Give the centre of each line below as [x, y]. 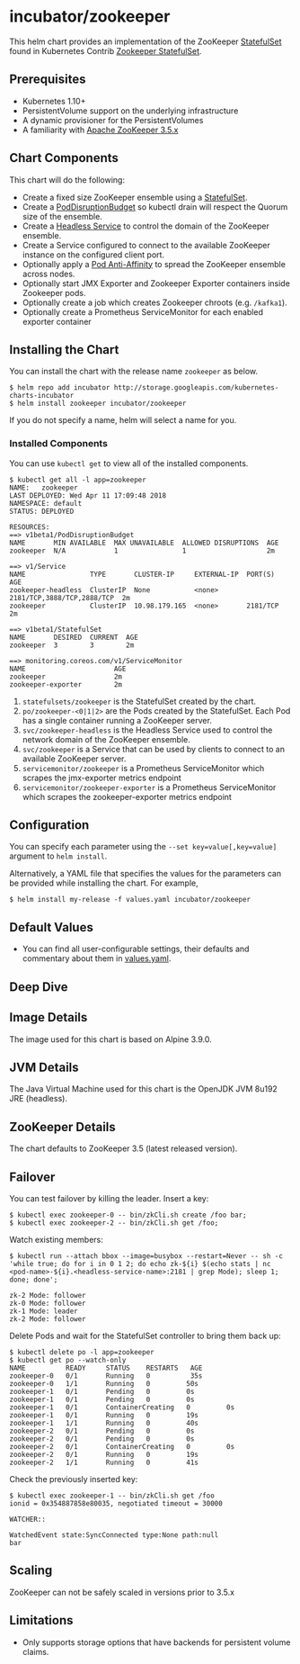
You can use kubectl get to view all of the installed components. [129, 463]
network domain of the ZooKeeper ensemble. [106, 739]
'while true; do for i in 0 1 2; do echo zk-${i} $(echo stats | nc [140, 1264]
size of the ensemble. [62, 216]
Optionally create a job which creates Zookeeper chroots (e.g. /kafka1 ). [154, 302]
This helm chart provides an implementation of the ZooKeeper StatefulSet [146, 41]
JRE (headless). [38, 1099]
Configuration [49, 825]
